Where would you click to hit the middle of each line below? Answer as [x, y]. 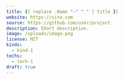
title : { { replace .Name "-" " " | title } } [62, 12]
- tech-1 [22, 61]
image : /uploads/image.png [40, 34]
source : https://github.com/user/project [58, 23]
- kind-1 [22, 50]
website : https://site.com [40, 17]
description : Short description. [48, 28]
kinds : [14, 45]
